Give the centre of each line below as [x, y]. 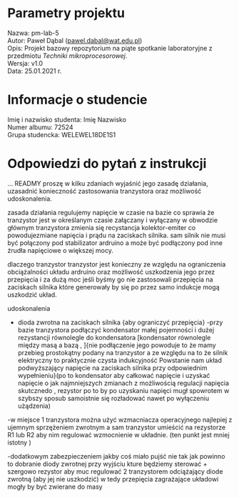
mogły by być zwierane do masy [55, 487]
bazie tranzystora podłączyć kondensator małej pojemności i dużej [116, 329]
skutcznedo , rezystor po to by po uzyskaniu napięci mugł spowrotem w [123, 390]
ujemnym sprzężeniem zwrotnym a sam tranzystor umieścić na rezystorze [117, 427]
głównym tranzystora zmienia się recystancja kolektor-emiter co [102, 227]
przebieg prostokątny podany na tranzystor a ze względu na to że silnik [123, 352]
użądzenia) [34, 406]
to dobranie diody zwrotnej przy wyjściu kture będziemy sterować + [107, 464]
